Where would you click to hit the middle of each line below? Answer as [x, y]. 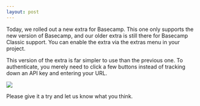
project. [16, 48]
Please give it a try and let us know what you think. [70, 96]
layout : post [23, 12]
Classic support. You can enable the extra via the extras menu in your [93, 42]
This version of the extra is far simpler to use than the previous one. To [95, 60]
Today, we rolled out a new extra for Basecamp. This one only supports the [100, 29]
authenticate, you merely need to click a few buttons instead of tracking [96, 67]
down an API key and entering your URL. [57, 73]
